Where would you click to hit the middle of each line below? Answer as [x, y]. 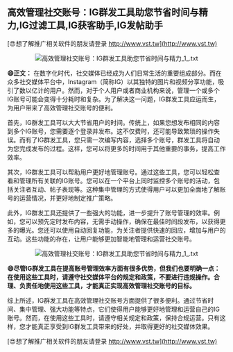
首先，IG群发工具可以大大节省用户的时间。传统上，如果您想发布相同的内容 [114, 122]
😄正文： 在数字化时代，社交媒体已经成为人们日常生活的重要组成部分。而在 [114, 73]
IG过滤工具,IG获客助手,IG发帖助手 [92, 25]
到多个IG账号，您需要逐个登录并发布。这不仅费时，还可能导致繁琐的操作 [111, 131]
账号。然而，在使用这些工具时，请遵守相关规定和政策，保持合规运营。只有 [113, 317]
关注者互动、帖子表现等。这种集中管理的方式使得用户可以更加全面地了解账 [119, 189]
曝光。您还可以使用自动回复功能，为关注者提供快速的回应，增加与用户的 [122, 230]
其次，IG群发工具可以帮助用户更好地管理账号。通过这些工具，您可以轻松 [111, 171]
